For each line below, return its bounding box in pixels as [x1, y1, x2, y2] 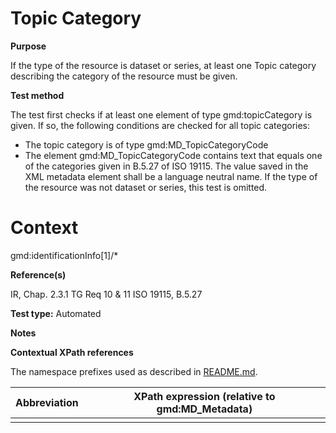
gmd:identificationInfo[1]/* [10, 249, 119, 261]
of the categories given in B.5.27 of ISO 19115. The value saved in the [24, 160, 309, 172]
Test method [10, 89, 65, 101]
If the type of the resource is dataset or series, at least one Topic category [10, 59, 317, 71]
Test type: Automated [10, 307, 102, 319]
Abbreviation [15, 395, 79, 409]
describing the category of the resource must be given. [10, 70, 238, 82]
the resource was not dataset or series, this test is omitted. [24, 181, 268, 193]
